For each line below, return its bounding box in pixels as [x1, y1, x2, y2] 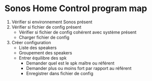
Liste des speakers [18, 45, 57, 50]
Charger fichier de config [18, 34, 70, 40]
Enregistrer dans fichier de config [26, 70, 93, 76]
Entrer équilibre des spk [18, 55, 67, 61]
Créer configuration [11, 39, 51, 45]
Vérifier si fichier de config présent [11, 24, 82, 30]
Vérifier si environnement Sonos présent [11, 19, 93, 25]
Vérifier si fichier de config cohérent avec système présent [18, 29, 137, 35]
